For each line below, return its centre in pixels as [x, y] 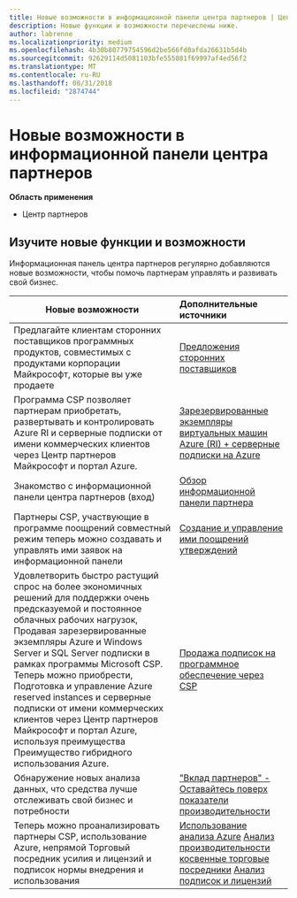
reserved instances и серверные [83, 697]
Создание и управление [231, 528]
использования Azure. [61, 764]
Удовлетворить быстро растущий [86, 576]
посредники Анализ [222, 870]
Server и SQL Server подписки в [82, 653]
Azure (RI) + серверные [229, 444]
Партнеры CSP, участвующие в [81, 517]
